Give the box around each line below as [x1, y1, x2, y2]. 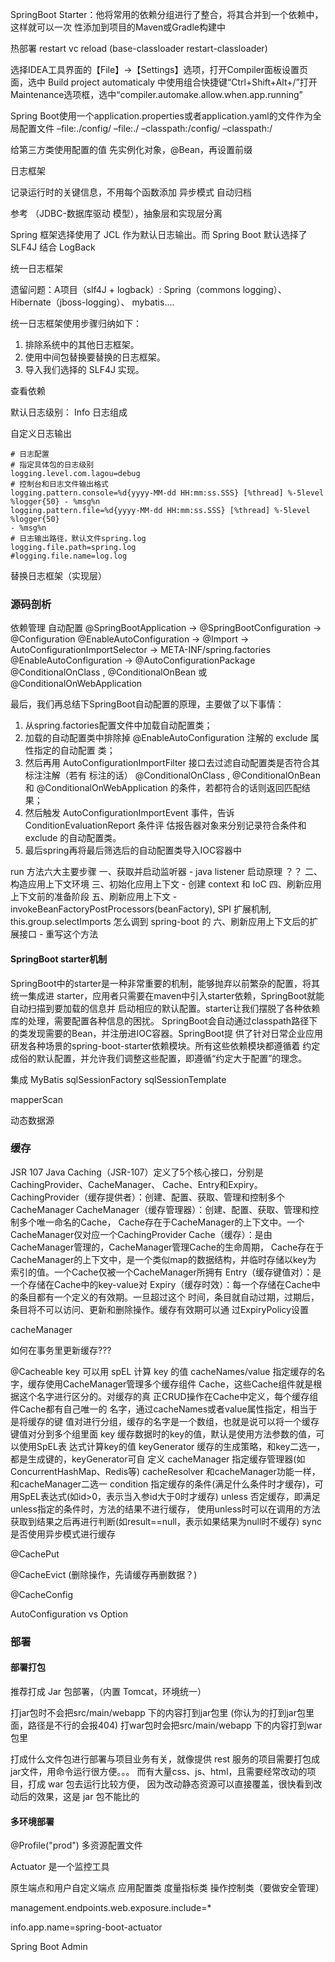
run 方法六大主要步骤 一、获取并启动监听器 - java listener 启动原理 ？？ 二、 [10, 866, 323, 878]
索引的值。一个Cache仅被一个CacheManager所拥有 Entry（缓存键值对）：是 [10, 1266, 322, 1278]
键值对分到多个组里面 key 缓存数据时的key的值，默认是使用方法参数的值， [10, 1428, 317, 1440]
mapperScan [10, 1093, 63, 1105]
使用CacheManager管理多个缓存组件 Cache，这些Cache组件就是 [44, 1378, 314, 1390]
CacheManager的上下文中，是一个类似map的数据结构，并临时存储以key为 [10, 1253, 317, 1265]
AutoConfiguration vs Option [10, 1608, 128, 1620]
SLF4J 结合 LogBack [10, 241, 96, 253]
